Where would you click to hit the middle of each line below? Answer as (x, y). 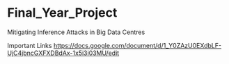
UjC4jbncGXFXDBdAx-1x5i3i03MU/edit (63, 53)
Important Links (30, 45)
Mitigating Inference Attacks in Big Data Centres (76, 32)
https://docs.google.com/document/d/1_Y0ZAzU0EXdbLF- (137, 45)
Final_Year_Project (62, 13)
